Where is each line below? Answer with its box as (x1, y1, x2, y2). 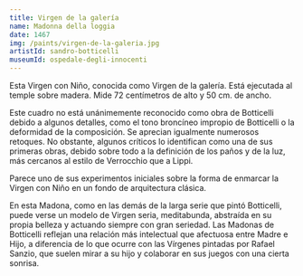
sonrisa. (9, 258, 40, 268)
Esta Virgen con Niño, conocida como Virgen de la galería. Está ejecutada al (9, 81, 293, 90)
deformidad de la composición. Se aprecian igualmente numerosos (9, 127, 260, 137)
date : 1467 (9, 30, 51, 39)
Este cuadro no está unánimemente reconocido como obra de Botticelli (9, 108, 274, 118)
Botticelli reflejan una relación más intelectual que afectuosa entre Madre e (9, 229, 289, 240)
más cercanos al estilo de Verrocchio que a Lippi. (9, 156, 194, 166)
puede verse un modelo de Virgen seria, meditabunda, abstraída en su (9, 210, 272, 220)
